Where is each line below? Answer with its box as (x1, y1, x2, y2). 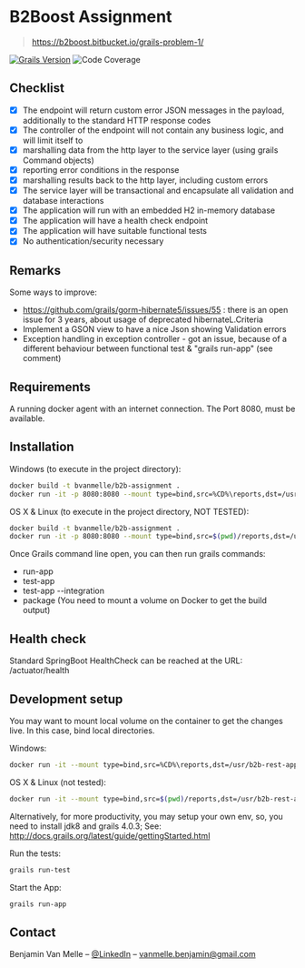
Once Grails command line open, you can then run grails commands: (9, 549, 266, 560)
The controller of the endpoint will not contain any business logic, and (22, 125, 284, 136)
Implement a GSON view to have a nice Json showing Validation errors (22, 324, 287, 335)
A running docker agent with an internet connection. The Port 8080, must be (9, 403, 296, 414)
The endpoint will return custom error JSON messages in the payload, (22, 105, 285, 116)
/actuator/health (9, 665, 70, 676)
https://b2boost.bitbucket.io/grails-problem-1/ (31, 36, 204, 47)
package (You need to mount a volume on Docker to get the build (22, 595, 268, 606)
